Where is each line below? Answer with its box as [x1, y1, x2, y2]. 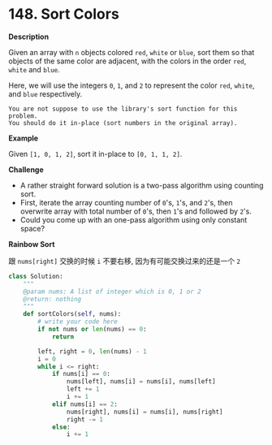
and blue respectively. [8, 89, 83, 98]
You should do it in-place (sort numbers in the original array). [8, 119, 238, 127]
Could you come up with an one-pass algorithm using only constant [19, 214, 248, 224]
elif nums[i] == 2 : [51, 400, 118, 408]
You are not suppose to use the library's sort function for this [8, 105, 238, 113]
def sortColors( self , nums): [23, 310, 122, 318]
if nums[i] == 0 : [51, 370, 111, 378]
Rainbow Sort [8, 239, 55, 248]
